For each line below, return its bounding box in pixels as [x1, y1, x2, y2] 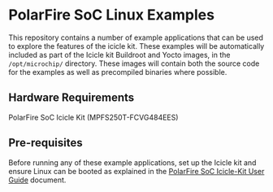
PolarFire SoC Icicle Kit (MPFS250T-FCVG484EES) [8, 112, 179, 122]
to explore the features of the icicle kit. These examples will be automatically [8, 41, 265, 50]
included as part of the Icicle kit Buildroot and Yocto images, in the [8, 50, 231, 59]
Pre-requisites [8, 136, 83, 150]
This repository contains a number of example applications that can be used [8, 33, 264, 42]
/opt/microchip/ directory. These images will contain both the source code [8, 59, 260, 68]
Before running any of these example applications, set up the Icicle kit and [8, 157, 257, 168]
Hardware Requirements [8, 91, 135, 105]
